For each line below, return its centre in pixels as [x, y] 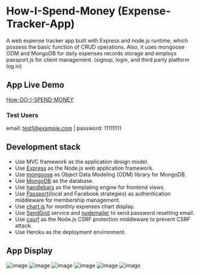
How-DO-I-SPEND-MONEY [40, 99]
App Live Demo [35, 85]
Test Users [23, 115]
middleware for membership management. [68, 200]
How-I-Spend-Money [61, 11]
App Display [29, 251]
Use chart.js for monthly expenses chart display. [75, 206]
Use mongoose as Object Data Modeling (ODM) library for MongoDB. [101, 174]
